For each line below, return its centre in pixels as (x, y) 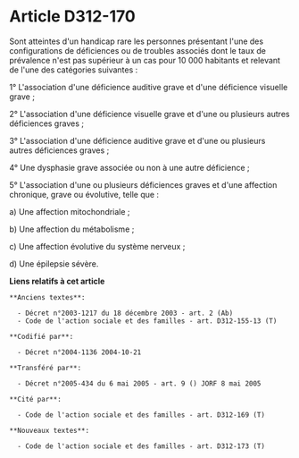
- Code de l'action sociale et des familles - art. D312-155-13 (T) (147, 321)
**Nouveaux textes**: (50, 430)
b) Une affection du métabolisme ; (72, 229)
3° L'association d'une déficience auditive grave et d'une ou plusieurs (137, 140)
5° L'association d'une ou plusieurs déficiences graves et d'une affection (143, 184)
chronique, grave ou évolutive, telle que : (84, 194)
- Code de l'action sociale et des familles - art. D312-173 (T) (141, 446)
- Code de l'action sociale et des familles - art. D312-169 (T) (141, 415)
